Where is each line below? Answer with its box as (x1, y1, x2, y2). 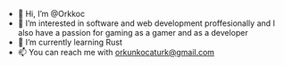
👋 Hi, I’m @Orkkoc (17, 9, 86, 19)
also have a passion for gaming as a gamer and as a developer (17, 28, 248, 37)
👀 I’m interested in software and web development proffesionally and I (17, 18, 275, 29)
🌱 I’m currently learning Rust (17, 37, 123, 47)
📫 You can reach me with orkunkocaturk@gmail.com (17, 47, 215, 57)
